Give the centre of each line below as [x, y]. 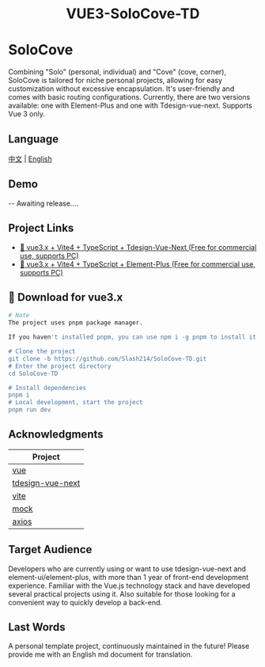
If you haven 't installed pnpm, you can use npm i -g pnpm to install [127, 337]
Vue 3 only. [27, 114]
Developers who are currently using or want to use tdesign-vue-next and [127, 568]
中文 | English [30, 158]
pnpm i [19, 395]
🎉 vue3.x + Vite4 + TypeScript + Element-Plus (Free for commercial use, [137, 264]
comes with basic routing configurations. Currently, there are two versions [129, 97]
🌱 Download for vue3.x [66, 297]
